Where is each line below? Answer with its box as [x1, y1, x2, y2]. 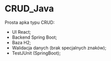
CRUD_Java [4, 3, 54, 14]
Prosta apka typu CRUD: [4, 19, 55, 25]
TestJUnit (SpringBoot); [11, 50, 61, 56]
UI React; [11, 29, 31, 35]
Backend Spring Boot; [11, 34, 57, 40]
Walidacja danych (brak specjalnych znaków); [11, 45, 106, 51]
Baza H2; [11, 39, 31, 45]
